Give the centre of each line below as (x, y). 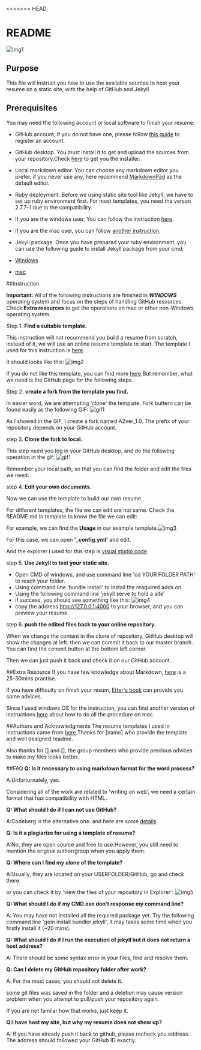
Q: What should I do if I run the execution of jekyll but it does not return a (98, 940)
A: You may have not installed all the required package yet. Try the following (100, 915)
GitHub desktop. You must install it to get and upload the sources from (102, 152)
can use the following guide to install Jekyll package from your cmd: (99, 248)
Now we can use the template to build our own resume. (74, 498)
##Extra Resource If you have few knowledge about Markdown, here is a (96, 672)
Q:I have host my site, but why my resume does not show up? (84, 1022)
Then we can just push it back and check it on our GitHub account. (89, 660)
